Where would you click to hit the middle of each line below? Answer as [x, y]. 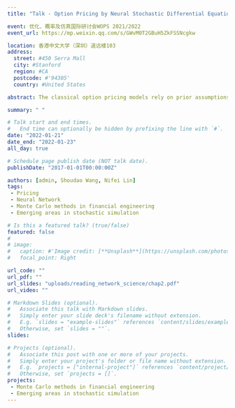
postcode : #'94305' [42, 78]
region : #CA [31, 71]
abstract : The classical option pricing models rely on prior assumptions [119, 97]
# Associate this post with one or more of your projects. [98, 354]
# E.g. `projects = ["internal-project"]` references [90, 367]
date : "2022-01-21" [36, 136]
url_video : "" [28, 290]
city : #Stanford [37, 65]
